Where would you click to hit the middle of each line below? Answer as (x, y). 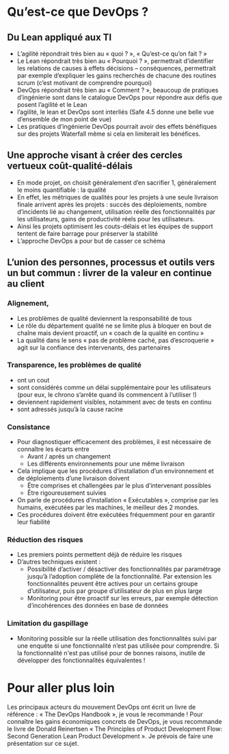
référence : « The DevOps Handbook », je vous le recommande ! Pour (105, 714)
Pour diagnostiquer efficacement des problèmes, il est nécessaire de (114, 442)
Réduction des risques (45, 540)
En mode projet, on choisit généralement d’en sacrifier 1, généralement (117, 182)
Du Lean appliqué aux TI (59, 37)
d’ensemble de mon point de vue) (64, 119)
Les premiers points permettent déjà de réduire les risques (99, 555)
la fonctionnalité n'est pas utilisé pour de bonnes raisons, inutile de (111, 653)
